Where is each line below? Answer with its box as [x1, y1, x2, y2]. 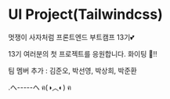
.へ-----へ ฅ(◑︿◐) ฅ [8, 82, 72, 92]
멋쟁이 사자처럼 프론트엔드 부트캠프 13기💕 [8, 32, 135, 42]
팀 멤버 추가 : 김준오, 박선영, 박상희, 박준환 [8, 65, 137, 75]
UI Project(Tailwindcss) [8, 5, 163, 24]
